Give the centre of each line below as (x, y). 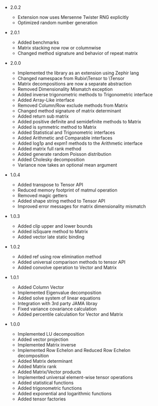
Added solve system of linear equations (59, 298)
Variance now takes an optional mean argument (67, 165)
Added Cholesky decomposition (51, 159)
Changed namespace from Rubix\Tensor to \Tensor (71, 78)
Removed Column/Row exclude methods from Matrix (73, 105)
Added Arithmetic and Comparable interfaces (65, 138)
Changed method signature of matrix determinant (69, 111)
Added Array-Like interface (46, 100)
